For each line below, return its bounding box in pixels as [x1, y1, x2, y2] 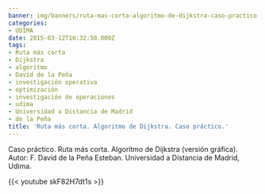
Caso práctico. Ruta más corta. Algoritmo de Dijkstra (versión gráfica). [8, 144, 238, 153]
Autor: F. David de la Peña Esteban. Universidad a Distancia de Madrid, [8, 153, 240, 162]
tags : [8, 41, 26, 49]
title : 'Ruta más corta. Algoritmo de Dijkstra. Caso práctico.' [8, 122, 229, 130]
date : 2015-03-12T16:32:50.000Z [8, 33, 115, 42]
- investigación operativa [8, 78, 98, 86]
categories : [8, 19, 48, 27]
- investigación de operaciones [8, 93, 115, 101]
